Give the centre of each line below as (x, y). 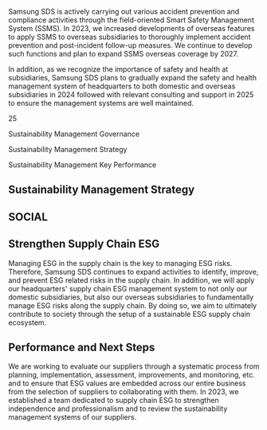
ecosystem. (27, 322)
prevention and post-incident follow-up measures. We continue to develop (130, 45)
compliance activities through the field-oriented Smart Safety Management (132, 20)
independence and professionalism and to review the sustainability (118, 408)
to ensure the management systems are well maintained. (101, 103)
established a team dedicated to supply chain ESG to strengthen (114, 401)
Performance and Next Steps (82, 347)
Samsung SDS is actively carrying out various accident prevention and (124, 12)
